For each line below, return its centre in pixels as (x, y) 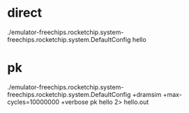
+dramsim (147, 94)
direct (25, 13)
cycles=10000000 (33, 102)
